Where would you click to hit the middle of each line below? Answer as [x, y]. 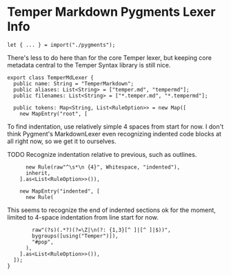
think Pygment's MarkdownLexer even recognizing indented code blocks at [114, 134]
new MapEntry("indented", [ [60, 191]
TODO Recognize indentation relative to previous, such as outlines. [102, 154]
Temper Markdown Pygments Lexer [111, 12]
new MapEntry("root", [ [54, 114]
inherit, [38, 173]
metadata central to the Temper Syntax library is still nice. [89, 65]
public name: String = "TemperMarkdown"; [74, 83]
